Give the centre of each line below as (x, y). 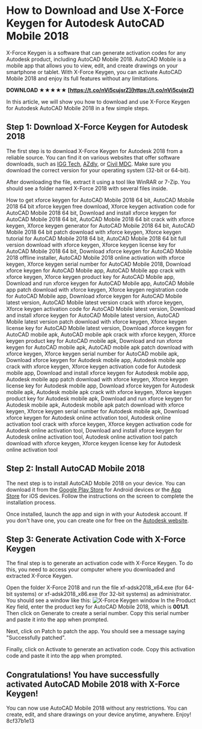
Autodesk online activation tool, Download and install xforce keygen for (94, 430)
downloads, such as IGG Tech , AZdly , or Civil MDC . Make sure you (89, 164)
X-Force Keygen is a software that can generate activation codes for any (96, 52)
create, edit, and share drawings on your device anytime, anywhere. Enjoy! (99, 715)
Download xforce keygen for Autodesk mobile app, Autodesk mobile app (96, 360)
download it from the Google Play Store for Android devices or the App (94, 489)
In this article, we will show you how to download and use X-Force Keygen (98, 102)
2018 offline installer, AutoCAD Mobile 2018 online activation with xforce (96, 257)
